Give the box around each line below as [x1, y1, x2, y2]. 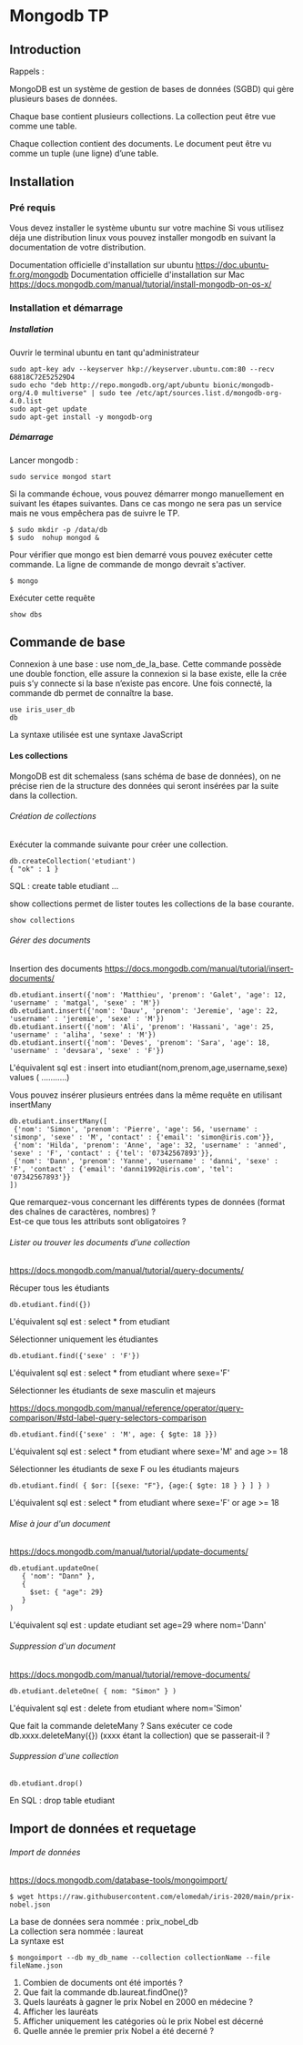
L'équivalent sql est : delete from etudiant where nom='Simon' [9, 1702, 243, 1713]
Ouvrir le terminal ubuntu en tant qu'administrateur [9, 347, 200, 358]
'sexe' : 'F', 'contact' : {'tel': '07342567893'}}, [9, 1149, 214, 1158]
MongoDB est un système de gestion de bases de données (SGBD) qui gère [9, 84, 294, 94]
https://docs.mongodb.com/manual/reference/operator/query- [9, 1403, 244, 1414]
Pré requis [9, 201, 56, 214]
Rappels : [9, 66, 45, 77]
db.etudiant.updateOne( [9, 1564, 100, 1573]
